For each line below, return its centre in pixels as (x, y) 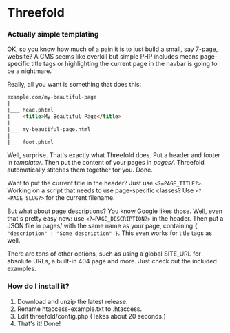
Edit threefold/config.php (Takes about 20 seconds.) (92, 316)
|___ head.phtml (30, 110)
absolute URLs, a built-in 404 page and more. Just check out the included (112, 261)
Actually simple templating (53, 34)
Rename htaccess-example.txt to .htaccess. (80, 309)
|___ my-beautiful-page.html (49, 129)
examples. (22, 269)
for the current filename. (80, 198)
